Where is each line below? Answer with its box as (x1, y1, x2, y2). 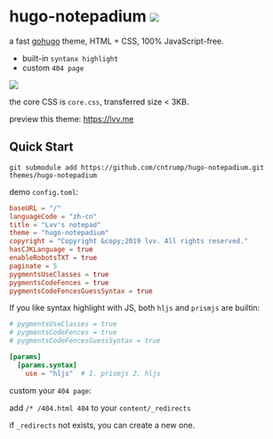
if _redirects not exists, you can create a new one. (9, 419, 196, 430)
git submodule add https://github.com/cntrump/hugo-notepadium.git (9, 163, 265, 172)
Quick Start (9, 140, 74, 155)
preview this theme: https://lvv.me (9, 113, 134, 124)
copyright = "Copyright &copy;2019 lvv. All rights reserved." (9, 237, 249, 246)
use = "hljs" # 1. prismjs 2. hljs (25, 369, 162, 378)
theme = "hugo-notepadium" (9, 229, 109, 238)
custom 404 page (21, 62, 84, 73)
